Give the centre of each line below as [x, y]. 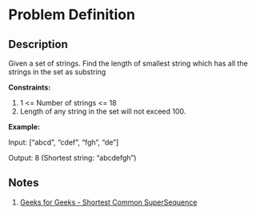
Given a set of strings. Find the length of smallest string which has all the [128, 63]
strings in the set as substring [57, 72]
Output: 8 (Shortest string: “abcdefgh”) [72, 158]
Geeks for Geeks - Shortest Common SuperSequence [108, 202]
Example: [24, 127]
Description [38, 44]
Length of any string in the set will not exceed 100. [103, 111]
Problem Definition [72, 15]
